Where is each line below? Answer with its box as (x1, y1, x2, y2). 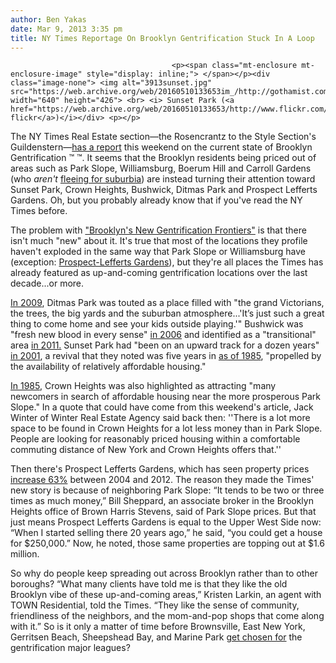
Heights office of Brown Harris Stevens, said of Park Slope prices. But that (10, 506, 317, 518)
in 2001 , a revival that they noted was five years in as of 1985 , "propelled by (10, 350, 322, 362)
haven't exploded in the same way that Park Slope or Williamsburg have (10, 246, 307, 258)
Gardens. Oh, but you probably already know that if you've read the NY (10, 194, 303, 206)
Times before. (10, 205, 68, 217)
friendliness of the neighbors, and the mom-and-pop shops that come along (10, 610, 325, 622)
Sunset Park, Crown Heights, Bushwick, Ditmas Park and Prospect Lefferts (10, 184, 318, 196)
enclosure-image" (10, 69, 83, 80)
